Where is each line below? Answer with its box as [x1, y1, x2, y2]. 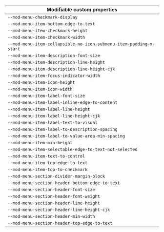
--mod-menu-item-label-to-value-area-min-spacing [7, 134, 125, 138]
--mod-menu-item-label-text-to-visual [7, 120, 98, 125]
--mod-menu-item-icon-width [7, 86, 73, 92]
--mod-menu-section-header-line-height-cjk [7, 207, 110, 213]
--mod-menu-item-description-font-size [7, 53, 100, 58]
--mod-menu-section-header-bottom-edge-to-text [7, 180, 121, 186]
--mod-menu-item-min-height [7, 140, 73, 145]
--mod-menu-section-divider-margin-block [7, 174, 105, 179]
